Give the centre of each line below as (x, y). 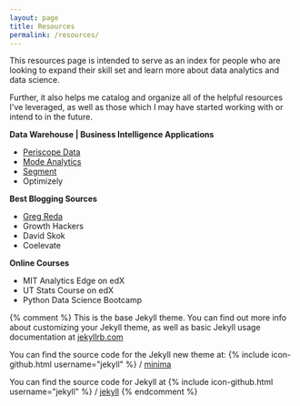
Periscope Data (51, 152)
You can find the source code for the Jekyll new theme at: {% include (140, 355)
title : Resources (42, 26)
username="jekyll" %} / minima (113, 364)
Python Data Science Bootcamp (82, 300)
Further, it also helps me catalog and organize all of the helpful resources (146, 97)
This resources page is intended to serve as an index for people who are (145, 61)
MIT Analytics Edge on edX (74, 281)
